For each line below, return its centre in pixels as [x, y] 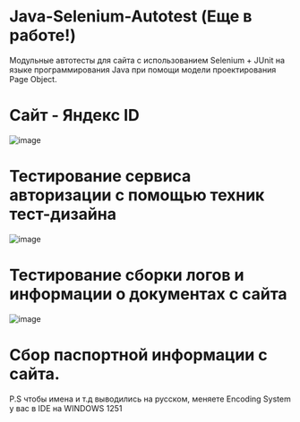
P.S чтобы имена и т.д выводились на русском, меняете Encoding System [150, 399]
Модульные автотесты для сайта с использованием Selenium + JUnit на [147, 60]
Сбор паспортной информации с [138, 354]
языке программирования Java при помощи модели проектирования [143, 70]
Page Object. [33, 79]
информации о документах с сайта [149, 294]
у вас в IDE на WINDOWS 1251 [66, 408]
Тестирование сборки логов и [127, 275]
